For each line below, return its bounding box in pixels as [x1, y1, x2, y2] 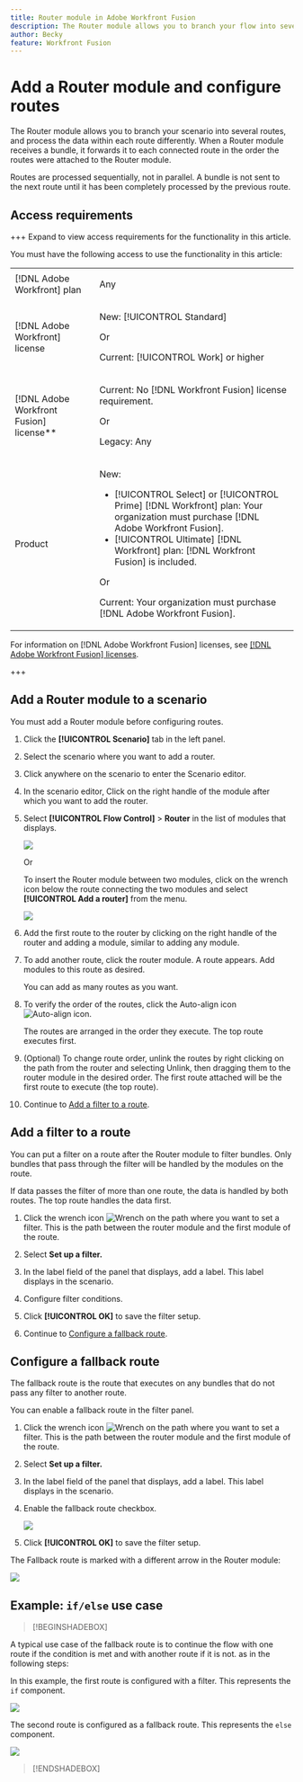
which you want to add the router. [22, 795, 148, 806]
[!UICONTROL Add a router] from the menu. [22, 893, 188, 904]
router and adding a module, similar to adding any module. [22, 937, 240, 948]
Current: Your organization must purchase [99, 596, 277, 608]
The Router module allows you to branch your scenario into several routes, [10, 126, 287, 137]
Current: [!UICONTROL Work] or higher [99, 352, 264, 363]
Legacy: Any [99, 435, 152, 448]
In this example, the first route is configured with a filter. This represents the [10, 1676, 291, 1687]
